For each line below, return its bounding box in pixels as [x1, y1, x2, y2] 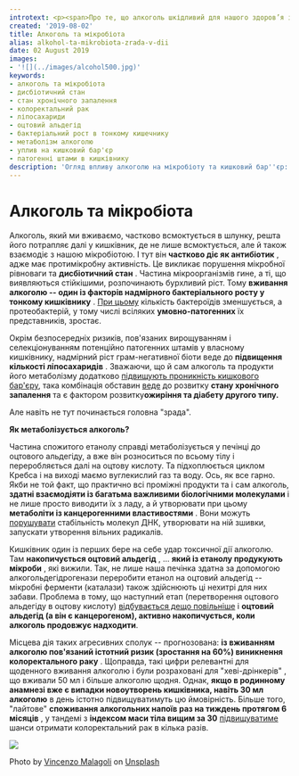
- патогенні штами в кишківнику [9, 153, 129, 163]
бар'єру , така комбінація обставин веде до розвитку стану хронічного [9, 380, 279, 391]
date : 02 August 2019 [9, 46, 90, 55]
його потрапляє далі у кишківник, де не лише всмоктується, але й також [9, 240, 287, 251]
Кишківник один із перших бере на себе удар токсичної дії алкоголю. [9, 544, 274, 555]
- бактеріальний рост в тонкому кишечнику [9, 129, 169, 138]
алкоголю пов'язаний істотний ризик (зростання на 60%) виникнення [9, 647, 283, 657]
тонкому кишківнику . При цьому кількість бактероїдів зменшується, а [9, 296, 283, 308]
